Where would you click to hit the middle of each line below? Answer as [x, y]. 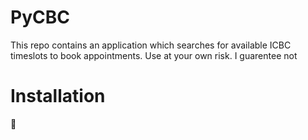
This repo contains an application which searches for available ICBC [151, 45]
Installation [58, 96]
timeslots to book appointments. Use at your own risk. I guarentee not [154, 55]
